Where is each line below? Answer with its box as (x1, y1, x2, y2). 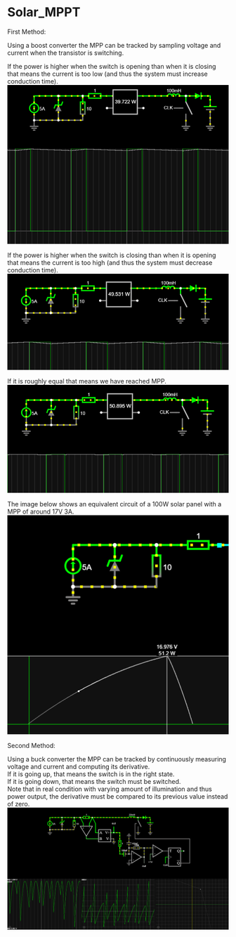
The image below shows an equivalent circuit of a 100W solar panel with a (7, 500, 222, 509)
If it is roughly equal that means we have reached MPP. (7, 376, 166, 385)
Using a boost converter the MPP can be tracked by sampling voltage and (7, 41, 221, 49)
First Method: (7, 27, 46, 36)
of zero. (7, 800, 30, 808)
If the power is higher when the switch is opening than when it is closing (7, 62, 216, 70)
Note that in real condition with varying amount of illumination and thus (7, 785, 212, 794)
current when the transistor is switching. (7, 48, 124, 57)
